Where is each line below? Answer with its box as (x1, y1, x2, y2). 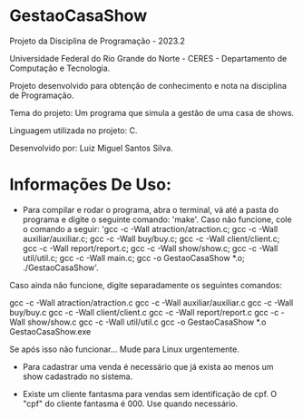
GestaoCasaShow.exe (9, 326, 92, 336)
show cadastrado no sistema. (22, 371, 133, 382)
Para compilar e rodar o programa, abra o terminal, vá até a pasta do (22, 204, 279, 215)
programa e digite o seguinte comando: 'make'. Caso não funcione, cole (22, 214, 292, 225)
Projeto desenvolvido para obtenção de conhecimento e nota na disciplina (9, 80, 288, 91)
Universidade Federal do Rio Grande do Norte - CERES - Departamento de (9, 53, 288, 63)
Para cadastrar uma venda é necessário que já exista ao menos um (22, 361, 274, 372)
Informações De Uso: (9, 174, 172, 195)
